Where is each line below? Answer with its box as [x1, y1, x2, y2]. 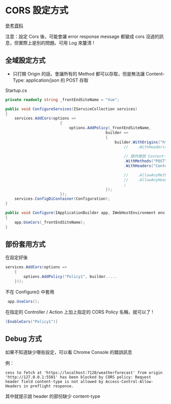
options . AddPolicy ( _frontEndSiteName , [69, 126, 152, 131]
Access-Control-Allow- [105, 379, 154, 384]
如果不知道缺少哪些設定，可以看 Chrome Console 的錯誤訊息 [5, 349, 132, 355]
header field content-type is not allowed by [5, 379, 103, 384]
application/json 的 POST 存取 [25, 77, 89, 83]
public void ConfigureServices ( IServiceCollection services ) [5, 106, 138, 111]
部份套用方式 [5, 240, 46, 249]
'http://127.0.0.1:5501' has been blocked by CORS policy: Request [5, 374, 152, 379]
